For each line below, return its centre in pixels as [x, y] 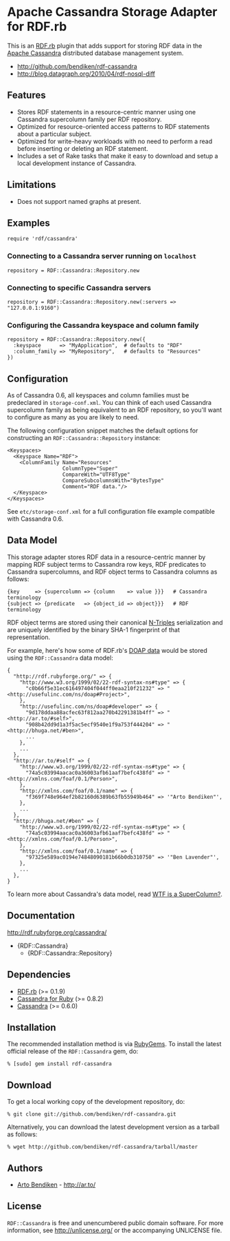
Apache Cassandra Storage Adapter [112, 12]
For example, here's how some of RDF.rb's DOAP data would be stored [107, 650]
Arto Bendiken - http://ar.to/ [56, 1185]
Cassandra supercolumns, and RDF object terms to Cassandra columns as [112, 572]
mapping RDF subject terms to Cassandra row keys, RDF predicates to [107, 564]
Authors [25, 1168]
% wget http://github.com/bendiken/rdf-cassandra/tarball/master [102, 1147]
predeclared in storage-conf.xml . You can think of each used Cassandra [109, 403]
